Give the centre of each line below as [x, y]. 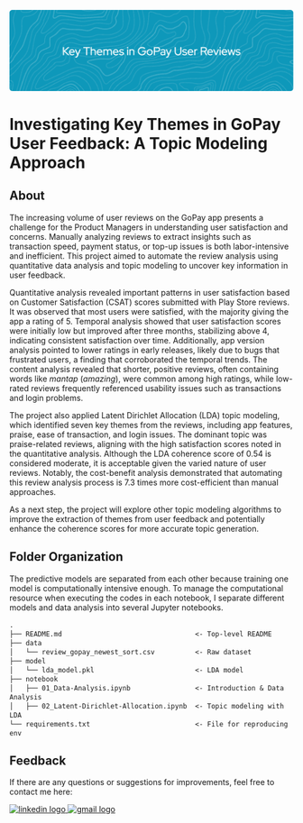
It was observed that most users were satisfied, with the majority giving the [149, 311]
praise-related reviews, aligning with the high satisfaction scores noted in [146, 444]
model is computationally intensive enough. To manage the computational [147, 588]
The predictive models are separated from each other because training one [149, 579]
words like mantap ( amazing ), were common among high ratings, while [142, 379]
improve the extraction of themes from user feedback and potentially [138, 518]
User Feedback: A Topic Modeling [138, 143]
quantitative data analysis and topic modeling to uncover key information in [149, 265]
